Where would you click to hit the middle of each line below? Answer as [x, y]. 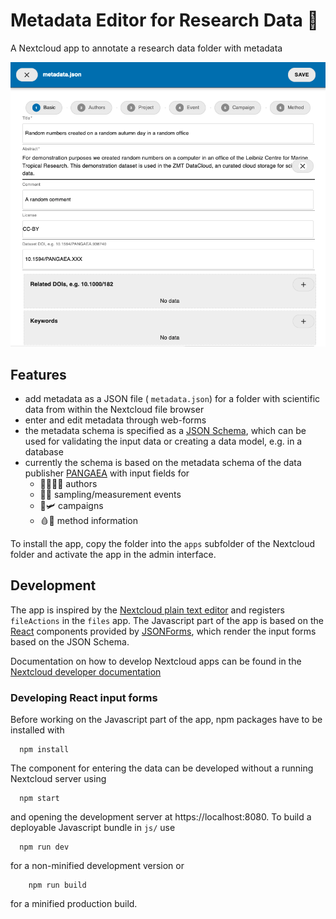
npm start [39, 799]
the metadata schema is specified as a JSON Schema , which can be [165, 431]
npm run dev [44, 847]
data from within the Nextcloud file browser [114, 410]
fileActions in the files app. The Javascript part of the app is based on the [167, 620]
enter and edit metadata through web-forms [115, 420]
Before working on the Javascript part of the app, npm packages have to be [166, 720]
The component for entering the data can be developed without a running [162, 768]
